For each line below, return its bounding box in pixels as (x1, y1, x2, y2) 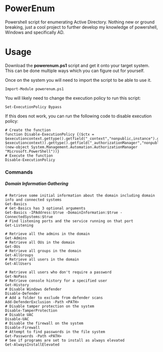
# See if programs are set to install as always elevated (5, 338, 125, 343)
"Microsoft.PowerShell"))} (5, 149, 60, 154)
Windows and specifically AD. (5, 29, 65, 35)
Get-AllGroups (5, 253, 34, 258)
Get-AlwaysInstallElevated (5, 342, 60, 347)
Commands (5, 168, 33, 175)
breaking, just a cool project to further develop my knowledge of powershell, (5, 24, 158, 30)
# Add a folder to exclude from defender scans (5, 295, 103, 300)
